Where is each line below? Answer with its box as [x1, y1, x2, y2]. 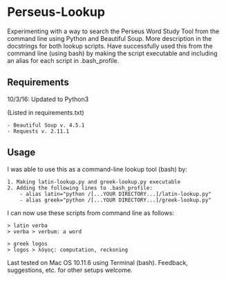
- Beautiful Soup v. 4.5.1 [7, 122, 85, 129]
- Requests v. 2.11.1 [7, 127, 70, 135]
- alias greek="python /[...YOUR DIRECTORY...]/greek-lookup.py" [19, 197, 212, 203]
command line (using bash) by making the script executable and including [7, 49, 218, 57]
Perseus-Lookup [7, 4, 106, 20]
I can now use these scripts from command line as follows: [7, 208, 175, 217]
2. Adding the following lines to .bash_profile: [7, 184, 153, 191]
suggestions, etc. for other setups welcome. [7, 266, 133, 274]
